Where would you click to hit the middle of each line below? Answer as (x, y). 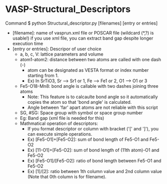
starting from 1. (43, 75)
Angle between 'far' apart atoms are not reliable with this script (93, 107)
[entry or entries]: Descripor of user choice (57, 49)
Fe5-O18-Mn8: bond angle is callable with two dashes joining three (89, 86)
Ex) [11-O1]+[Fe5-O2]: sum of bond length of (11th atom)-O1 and (93, 150)
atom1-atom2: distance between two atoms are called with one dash (91, 59)
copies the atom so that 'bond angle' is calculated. (79, 102)
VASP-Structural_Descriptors (68, 9)
